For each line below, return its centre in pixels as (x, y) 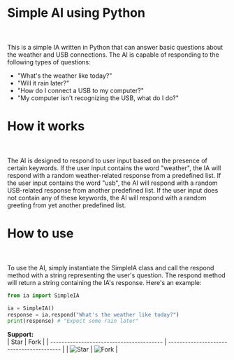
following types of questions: (49, 62)
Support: (20, 335)
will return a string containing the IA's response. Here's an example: (104, 282)
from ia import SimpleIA (43, 296)
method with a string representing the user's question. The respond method (116, 275)
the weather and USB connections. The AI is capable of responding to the (113, 55)
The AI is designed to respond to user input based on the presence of (107, 160)
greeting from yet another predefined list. (67, 205)
